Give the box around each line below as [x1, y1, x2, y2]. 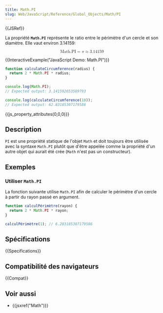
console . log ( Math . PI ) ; [5, 84, 51, 89]
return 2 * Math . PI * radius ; [9, 71, 71, 76]
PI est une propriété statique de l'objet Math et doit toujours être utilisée [5, 138, 149, 144]
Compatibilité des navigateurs [5, 262, 99, 270]
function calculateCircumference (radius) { [5, 66, 95, 71]
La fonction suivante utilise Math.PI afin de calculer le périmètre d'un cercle [5, 189, 157, 195]
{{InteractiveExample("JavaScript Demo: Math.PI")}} [5, 57, 110, 63]
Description [5, 126, 41, 134]
